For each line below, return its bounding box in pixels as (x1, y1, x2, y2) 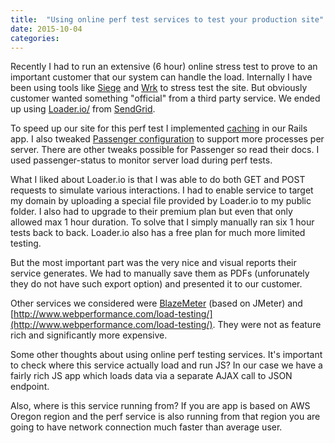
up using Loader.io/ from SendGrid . (10, 103, 156, 115)
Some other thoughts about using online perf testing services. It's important (10, 349, 323, 361)
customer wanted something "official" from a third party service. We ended (10, 92, 321, 105)
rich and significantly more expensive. (10, 329, 168, 341)
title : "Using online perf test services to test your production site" (10, 14, 325, 25)
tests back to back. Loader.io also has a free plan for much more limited (10, 227, 306, 239)
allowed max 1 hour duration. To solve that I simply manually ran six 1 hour (10, 216, 315, 228)
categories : (10, 33, 60, 43)
